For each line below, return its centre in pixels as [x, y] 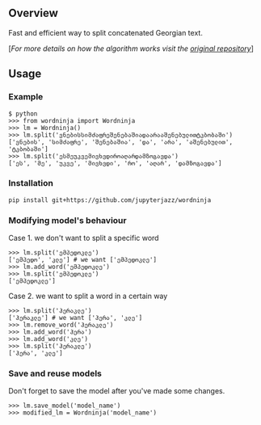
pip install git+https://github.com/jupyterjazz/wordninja [110, 200]
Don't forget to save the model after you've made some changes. [117, 391]
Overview [34, 13]
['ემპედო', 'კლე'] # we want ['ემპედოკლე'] [83, 260]
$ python [23, 114]
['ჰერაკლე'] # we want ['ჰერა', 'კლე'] [76, 318]
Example [26, 97]
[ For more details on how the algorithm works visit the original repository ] [131, 48]
